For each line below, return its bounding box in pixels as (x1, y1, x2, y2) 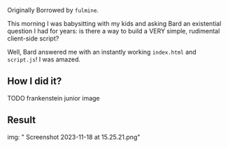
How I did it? (7, 75, 62, 87)
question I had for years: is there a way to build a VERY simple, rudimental (7, 27, 220, 35)
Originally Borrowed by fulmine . (7, 6, 99, 14)
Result (7, 114, 36, 126)
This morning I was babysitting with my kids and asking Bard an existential (7, 20, 222, 27)
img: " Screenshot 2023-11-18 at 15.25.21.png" (7, 133, 141, 141)
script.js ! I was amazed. (7, 55, 81, 64)
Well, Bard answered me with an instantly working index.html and (7, 48, 197, 56)
